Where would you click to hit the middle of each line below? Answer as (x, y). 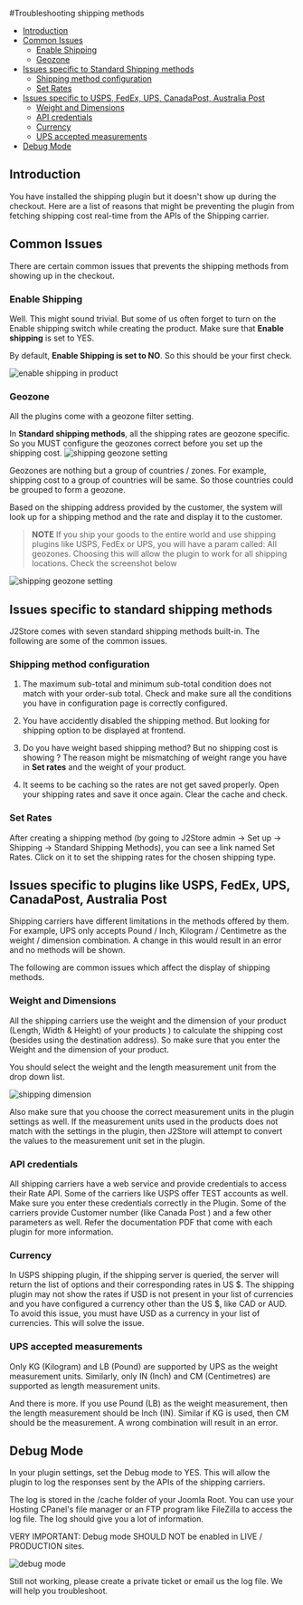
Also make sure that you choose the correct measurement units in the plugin (151, 1111)
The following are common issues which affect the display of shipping (140, 967)
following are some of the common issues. (88, 641)
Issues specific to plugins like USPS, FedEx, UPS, (150, 885)
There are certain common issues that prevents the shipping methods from (149, 265)
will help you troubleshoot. (59, 1591)
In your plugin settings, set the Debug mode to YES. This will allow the (140, 1473)
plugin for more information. (62, 1232)
